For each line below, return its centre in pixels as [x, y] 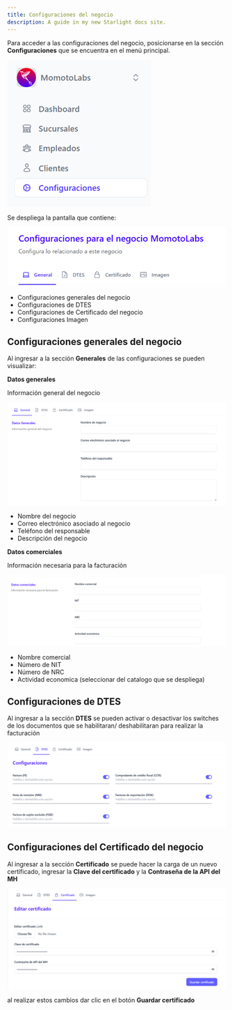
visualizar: [22, 366]
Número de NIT [39, 665]
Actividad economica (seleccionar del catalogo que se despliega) [111, 680]
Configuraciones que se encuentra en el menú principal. [89, 50]
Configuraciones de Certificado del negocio [80, 312]
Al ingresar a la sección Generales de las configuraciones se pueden [106, 358]
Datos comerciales [35, 551]
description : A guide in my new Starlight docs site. [87, 22]
